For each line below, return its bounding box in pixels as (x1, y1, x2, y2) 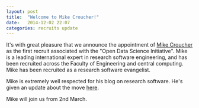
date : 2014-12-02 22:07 (6, 19, 70, 25)
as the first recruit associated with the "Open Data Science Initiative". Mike (6, 48, 188, 55)
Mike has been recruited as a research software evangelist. (6, 66, 151, 74)
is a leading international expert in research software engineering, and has (6, 54, 188, 61)
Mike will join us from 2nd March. (6, 96, 88, 103)
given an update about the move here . (6, 84, 99, 91)
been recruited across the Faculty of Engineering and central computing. (6, 60, 184, 67)
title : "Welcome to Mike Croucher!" (6, 14, 99, 20)
